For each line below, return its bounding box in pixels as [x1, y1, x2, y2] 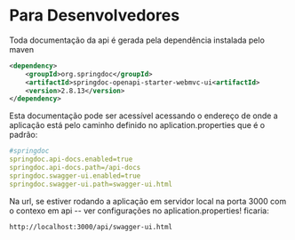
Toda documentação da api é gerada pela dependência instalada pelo [9, 35, 265, 45]
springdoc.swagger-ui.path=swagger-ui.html [9, 180, 173, 188]
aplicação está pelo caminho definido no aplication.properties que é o [9, 120, 266, 131]
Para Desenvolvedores [9, 5, 180, 26]
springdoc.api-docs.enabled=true [9, 155, 133, 164]
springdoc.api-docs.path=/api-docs [9, 164, 141, 172]
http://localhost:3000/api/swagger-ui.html [9, 222, 173, 231]
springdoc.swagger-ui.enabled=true [9, 171, 141, 180]
